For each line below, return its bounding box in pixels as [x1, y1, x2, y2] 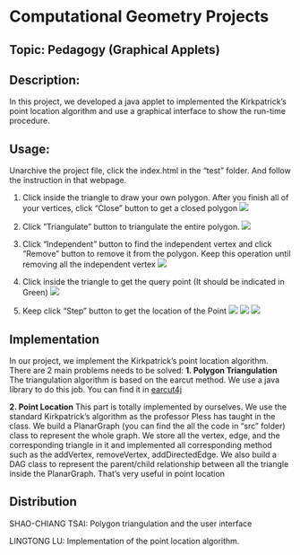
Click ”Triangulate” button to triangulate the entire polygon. [21, 222, 240, 233]
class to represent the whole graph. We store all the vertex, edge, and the [9, 430, 280, 441]
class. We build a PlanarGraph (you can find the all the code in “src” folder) [9, 420, 286, 432]
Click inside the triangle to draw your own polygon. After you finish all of [21, 192, 289, 203]
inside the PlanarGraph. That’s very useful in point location [9, 469, 226, 480]
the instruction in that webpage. [9, 175, 127, 186]
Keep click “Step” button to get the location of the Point [21, 305, 227, 316]
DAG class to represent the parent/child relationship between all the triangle [9, 459, 289, 470]
